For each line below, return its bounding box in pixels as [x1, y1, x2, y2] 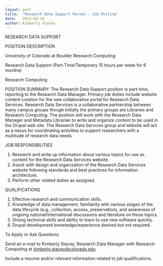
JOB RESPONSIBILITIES [5, 142, 53, 148]
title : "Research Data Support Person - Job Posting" [5, 12, 119, 17]
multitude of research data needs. [5, 133, 73, 139]
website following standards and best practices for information [12, 167, 138, 173]
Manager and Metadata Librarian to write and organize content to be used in [5, 117, 158, 123]
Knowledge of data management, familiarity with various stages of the [12, 201, 153, 207]
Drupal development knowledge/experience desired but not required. [12, 222, 151, 228]
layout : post [5, 7, 32, 12]
